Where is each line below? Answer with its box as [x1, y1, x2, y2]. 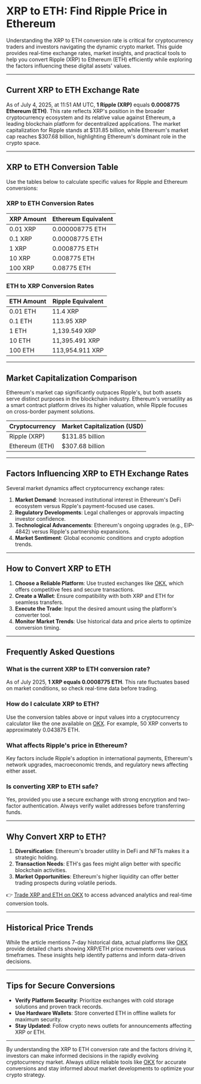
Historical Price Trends [6, 923, 94, 933]
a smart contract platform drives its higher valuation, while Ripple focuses [6, 401, 188, 408]
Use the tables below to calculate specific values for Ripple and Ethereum [6, 178, 188, 185]
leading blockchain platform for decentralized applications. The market [6, 120, 181, 127]
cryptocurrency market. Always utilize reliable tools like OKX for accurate [6, 1058, 187, 1065]
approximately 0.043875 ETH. [6, 726, 80, 733]
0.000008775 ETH [52, 224, 106, 233]
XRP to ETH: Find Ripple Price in [6, 4, 167, 18]
